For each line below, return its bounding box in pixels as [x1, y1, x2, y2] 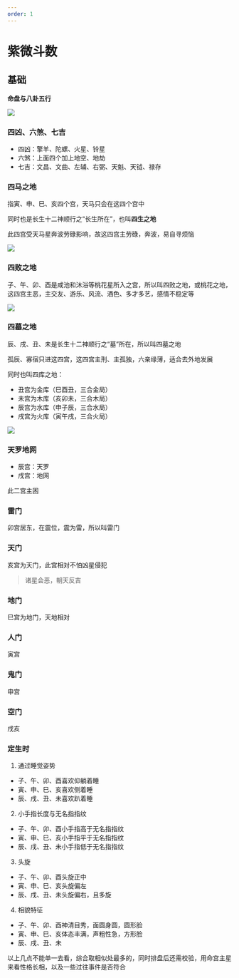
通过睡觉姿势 [17, 761, 55, 770]
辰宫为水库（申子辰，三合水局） [17, 403, 112, 411]
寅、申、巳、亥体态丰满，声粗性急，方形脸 [17, 930, 143, 938]
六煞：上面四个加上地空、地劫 [17, 153, 105, 162]
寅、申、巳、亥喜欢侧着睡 [17, 786, 93, 794]
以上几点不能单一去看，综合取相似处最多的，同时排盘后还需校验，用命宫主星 [7, 954, 232, 962]
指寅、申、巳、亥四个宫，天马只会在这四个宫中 [7, 200, 144, 208]
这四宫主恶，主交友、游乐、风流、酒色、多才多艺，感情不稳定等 [7, 289, 194, 298]
